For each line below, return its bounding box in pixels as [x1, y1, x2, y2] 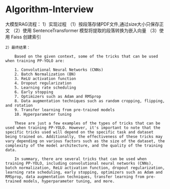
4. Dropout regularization [14, 80, 72, 86]
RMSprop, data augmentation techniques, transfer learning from [5, 174, 145, 179]
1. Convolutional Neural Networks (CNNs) [14, 67, 103, 72]
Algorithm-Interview [5, 4, 94, 15]
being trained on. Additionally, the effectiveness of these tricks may [5, 134, 163, 139]
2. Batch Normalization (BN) [14, 71, 76, 77]
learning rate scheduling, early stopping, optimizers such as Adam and [5, 170, 163, 175]
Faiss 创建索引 [11, 34, 41, 40]
